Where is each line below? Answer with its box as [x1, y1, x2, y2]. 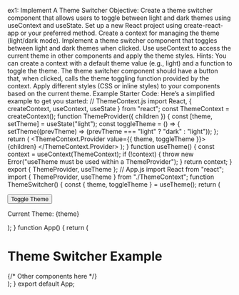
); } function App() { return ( [7, 224, 89, 232]
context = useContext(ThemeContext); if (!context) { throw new [7, 150, 194, 158]
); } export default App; [7, 279, 75, 288]
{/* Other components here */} [7, 271, 98, 280]
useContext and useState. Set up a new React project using [7, 21, 183, 29]
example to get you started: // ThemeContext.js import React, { [7, 97, 192, 105]
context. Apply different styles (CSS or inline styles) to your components [7, 82, 220, 90]
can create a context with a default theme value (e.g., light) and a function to [7, 59, 233, 67]
